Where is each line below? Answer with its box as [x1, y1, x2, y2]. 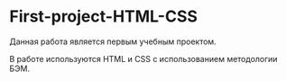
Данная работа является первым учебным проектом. [9, 36, 217, 47]
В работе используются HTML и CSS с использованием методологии [9, 53, 278, 64]
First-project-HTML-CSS [9, 6, 198, 27]
